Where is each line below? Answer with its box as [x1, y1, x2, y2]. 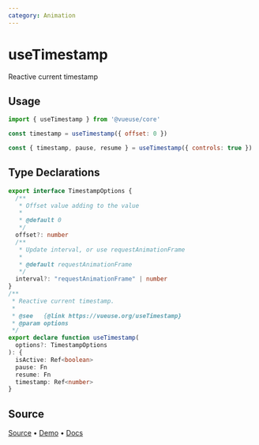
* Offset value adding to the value [18, 202, 140, 209]
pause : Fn [15, 363, 47, 371]
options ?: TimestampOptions [15, 341, 108, 349]
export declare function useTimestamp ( [8, 334, 140, 342]
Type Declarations [8, 166, 100, 179]
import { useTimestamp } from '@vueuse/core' [8, 115, 160, 123]
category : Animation [8, 11, 77, 20]
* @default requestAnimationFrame [18, 260, 133, 269]
